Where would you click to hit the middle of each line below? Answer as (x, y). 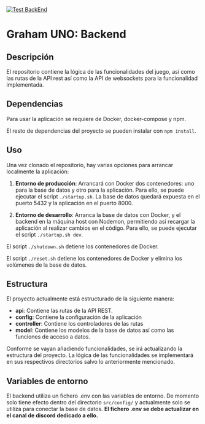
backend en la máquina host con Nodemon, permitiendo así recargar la (105, 221)
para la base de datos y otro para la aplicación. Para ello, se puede (99, 190)
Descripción (30, 57)
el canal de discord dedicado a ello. (52, 415)
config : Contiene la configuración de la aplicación (79, 317)
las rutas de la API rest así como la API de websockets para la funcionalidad (102, 78)
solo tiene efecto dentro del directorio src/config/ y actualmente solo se (98, 402)
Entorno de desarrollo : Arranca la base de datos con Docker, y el (98, 214)
